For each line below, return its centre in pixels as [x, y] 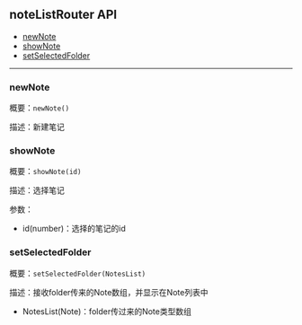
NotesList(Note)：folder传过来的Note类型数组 [107, 311]
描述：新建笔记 [37, 127]
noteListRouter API [63, 15]
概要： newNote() [40, 108]
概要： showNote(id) [45, 171]
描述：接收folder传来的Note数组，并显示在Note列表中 [109, 292]
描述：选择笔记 [37, 190]
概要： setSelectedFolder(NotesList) [78, 273]
